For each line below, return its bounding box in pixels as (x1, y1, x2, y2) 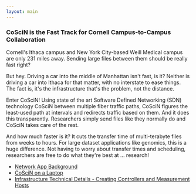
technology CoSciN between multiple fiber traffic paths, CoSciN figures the (6, 102, 188, 109)
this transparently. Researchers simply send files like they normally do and (6, 115, 186, 122)
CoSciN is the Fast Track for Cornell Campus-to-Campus (6, 28, 171, 36)
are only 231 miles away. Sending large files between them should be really (6, 55, 188, 62)
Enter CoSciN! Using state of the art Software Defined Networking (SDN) (6, 96, 182, 103)
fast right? (6, 61, 31, 68)
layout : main (6, 8, 38, 15)
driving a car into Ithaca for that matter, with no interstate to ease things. (6, 79, 181, 86)
